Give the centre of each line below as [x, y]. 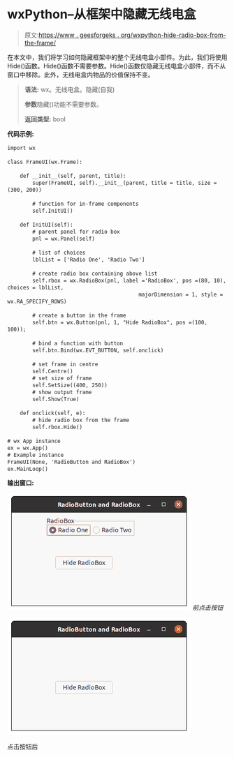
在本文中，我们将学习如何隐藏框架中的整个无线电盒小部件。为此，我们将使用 [117, 57]
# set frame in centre [65, 364]
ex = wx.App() [28, 448]
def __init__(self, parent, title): [73, 176]
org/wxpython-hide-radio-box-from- [173, 35]
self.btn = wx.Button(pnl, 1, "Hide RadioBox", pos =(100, [120, 322]
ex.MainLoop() [28, 469]
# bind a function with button [78, 343]
